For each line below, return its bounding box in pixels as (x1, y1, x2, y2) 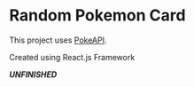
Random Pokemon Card (9, 5, 186, 26)
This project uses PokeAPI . (9, 35, 107, 45)
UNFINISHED (9, 68, 58, 80)
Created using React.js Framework (9, 51, 136, 62)
